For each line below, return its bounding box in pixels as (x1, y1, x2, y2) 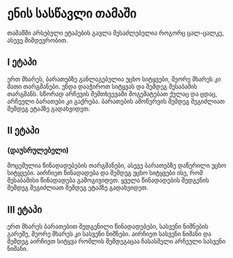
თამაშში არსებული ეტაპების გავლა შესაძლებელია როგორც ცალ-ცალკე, (7, 29, 225, 37)
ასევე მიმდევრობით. (7, 36, 68, 44)
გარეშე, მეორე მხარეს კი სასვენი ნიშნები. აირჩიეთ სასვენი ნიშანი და (7, 229, 212, 238)
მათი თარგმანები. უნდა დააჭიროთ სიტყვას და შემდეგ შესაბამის (7, 82, 198, 91)
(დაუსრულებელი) (7, 146, 70, 155)
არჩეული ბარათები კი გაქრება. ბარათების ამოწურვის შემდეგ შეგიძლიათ (7, 97, 225, 105)
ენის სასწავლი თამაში (7, 6, 137, 22)
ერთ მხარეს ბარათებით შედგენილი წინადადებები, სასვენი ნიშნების (7, 222, 209, 231)
